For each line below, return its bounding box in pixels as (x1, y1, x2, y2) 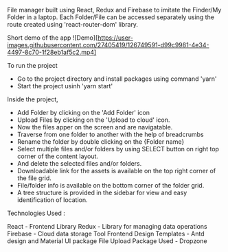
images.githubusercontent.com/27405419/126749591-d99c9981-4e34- (7, 41, 209, 49)
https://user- (97, 34, 134, 42)
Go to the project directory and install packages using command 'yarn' (16, 75, 218, 83)
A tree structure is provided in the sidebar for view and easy (16, 188, 187, 197)
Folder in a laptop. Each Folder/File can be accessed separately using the (7, 13, 215, 21)
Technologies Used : (7, 209, 65, 217)
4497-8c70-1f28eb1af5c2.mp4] (7, 48, 97, 56)
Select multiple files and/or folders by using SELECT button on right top (16, 145, 220, 153)
